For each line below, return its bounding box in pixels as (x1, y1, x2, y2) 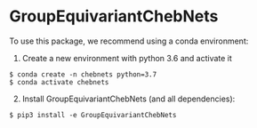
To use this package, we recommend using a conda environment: (9, 36, 249, 46)
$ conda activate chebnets (9, 77, 109, 86)
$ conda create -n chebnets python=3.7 (9, 69, 157, 79)
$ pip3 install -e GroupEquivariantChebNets (9, 110, 177, 119)
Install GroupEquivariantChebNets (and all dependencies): (21, 93, 236, 104)
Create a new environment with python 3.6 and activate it (21, 52, 233, 63)
